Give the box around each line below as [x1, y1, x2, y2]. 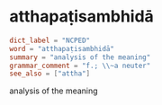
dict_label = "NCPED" [9, 36, 91, 45]
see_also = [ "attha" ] [9, 69, 91, 78]
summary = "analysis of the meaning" [9, 52, 151, 62]
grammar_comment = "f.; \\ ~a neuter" [9, 61, 151, 70]
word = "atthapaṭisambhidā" [9, 44, 115, 53]
